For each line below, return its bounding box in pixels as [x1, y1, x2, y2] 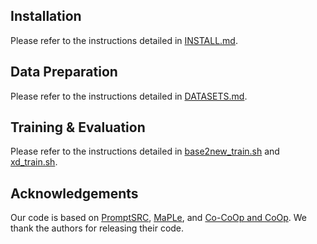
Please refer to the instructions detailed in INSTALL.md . [10, 34, 238, 46]
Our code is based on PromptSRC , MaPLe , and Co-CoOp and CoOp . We [10, 212, 308, 224]
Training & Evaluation [10, 119, 146, 136]
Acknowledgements [10, 185, 139, 202]
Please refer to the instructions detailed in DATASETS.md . [10, 90, 248, 102]
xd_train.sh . [10, 156, 58, 168]
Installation [10, 8, 82, 25]
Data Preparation [10, 64, 118, 81]
